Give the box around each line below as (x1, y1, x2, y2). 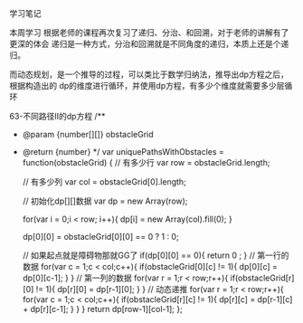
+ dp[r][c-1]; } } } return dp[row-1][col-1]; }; (22, 304, 183, 314)
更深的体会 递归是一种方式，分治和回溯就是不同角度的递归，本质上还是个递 (9, 39, 289, 49)
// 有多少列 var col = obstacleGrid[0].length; (22, 176, 187, 187)
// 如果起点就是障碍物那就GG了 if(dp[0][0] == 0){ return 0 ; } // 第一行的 (22, 250, 289, 261)
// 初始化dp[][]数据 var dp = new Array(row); (22, 195, 188, 206)
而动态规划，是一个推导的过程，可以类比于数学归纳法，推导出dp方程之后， (9, 69, 289, 80)
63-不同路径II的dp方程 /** (9, 111, 106, 121)
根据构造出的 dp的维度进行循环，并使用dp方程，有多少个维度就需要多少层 (9, 81, 285, 90)
